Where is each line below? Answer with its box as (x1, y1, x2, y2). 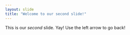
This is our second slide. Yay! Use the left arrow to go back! (5, 24, 126, 30)
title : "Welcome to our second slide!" (5, 12, 87, 16)
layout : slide (5, 7, 34, 12)
